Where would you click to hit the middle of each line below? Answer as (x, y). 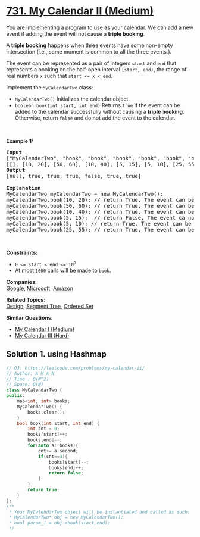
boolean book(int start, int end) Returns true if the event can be (97, 105)
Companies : (21, 282)
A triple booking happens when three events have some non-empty (90, 45)
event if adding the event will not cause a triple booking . (76, 33)
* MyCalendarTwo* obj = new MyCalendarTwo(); (66, 517)
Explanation (24, 188)
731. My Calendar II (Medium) (80, 11)
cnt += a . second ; (58, 451)
